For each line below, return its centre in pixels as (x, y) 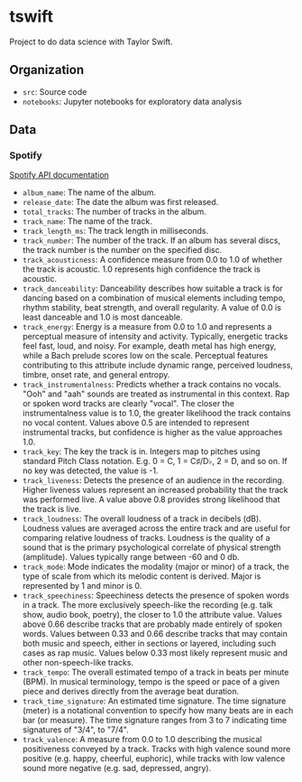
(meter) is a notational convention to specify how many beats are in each (158, 711)
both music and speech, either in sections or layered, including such (149, 644)
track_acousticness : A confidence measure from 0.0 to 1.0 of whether (152, 260)
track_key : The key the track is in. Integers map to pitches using (141, 452)
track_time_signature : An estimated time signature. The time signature (154, 701)
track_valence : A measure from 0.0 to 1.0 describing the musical (142, 740)
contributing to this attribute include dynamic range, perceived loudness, (157, 365)
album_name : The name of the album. (89, 192)
